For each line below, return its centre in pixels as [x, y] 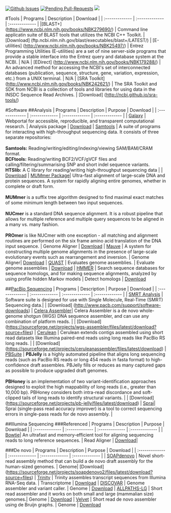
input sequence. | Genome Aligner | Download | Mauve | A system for [78, 246]
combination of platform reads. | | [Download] [53, 321]
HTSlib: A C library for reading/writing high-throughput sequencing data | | [84, 170]
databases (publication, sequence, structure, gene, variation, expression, [82, 73]
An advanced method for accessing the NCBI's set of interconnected [78, 67]
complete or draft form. [30, 186]
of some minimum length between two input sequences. [64, 203]
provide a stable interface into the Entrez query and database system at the [85, 57]
